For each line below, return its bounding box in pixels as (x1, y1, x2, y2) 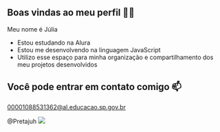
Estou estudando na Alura (16, 38, 91, 47)
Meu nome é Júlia (7, 25, 58, 33)
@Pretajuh (7, 117, 37, 125)
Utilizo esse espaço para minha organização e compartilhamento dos (16, 53, 214, 61)
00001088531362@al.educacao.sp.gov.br (7, 102, 126, 111)
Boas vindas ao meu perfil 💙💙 (7, 7, 135, 19)
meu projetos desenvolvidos (16, 60, 98, 69)
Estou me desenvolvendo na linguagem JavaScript (16, 45, 161, 54)
